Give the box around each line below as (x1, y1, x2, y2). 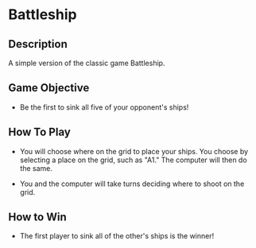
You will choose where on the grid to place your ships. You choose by (19, 146, 249, 156)
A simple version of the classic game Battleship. (8, 58, 165, 68)
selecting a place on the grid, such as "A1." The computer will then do (19, 155, 248, 165)
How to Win (8, 211, 67, 224)
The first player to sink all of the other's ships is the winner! (19, 231, 215, 241)
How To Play (8, 126, 72, 139)
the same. (19, 163, 53, 172)
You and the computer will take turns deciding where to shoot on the (19, 179, 245, 188)
